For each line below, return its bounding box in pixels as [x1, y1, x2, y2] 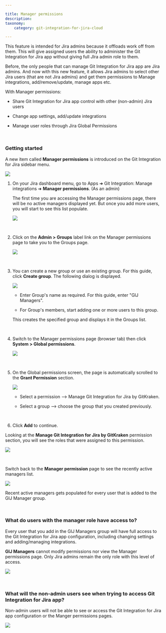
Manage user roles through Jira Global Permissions [12, 123, 117, 129]
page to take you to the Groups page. [12, 239, 89, 245]
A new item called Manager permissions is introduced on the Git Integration [5, 156, 161, 162]
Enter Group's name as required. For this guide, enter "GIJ [19, 292, 139, 298]
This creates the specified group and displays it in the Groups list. [12, 316, 147, 322]
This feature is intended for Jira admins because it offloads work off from [5, 43, 155, 50]
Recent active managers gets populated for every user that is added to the [5, 490, 157, 496]
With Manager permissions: [5, 89, 61, 95]
